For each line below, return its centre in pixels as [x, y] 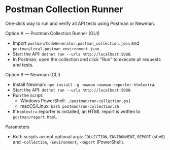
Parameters [17, 127]
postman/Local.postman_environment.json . [56, 48]
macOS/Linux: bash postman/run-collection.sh [70, 106]
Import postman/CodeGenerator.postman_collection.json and [76, 43]
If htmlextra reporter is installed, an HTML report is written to [76, 111]
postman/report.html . [35, 117]
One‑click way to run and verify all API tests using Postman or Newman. [80, 23]
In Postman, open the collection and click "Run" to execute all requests [87, 59]
